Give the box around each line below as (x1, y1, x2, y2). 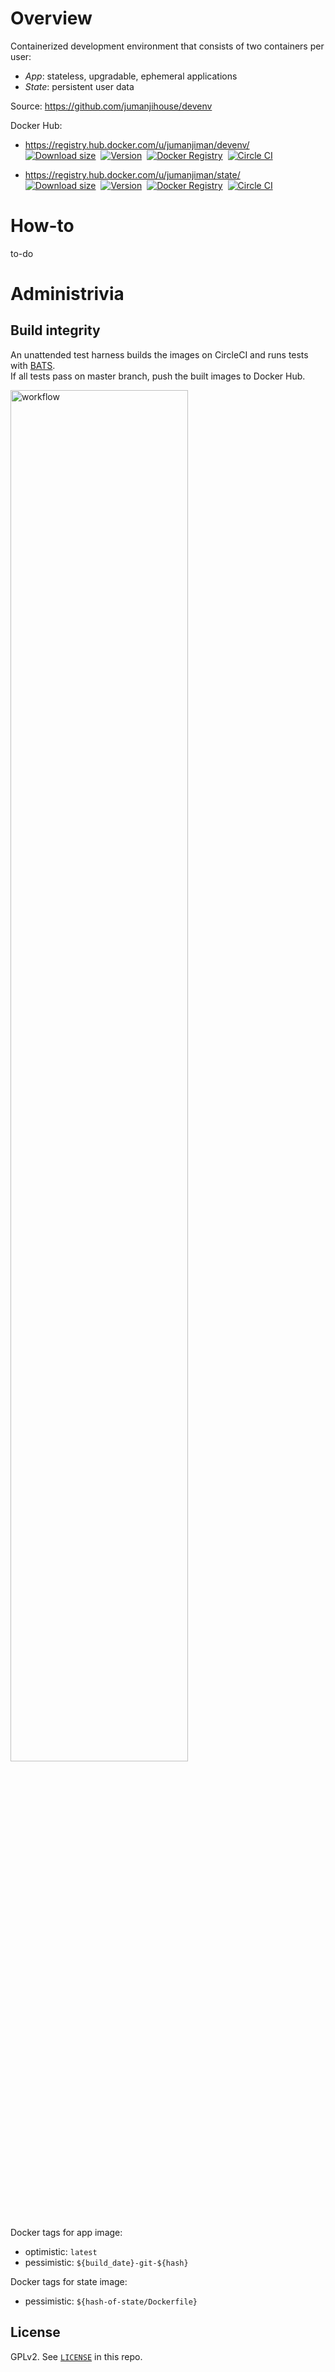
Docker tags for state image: (10, 2275, 128, 2287)
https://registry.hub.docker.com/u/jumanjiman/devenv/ (24, 138, 250, 151)
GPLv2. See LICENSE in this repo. (10, 2350, 143, 2362)
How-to (10, 215, 75, 237)
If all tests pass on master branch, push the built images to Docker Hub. (10, 370, 306, 382)
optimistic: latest (24, 2245, 98, 2257)
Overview (10, 7, 93, 30)
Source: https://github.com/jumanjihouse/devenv (10, 100, 213, 112)
